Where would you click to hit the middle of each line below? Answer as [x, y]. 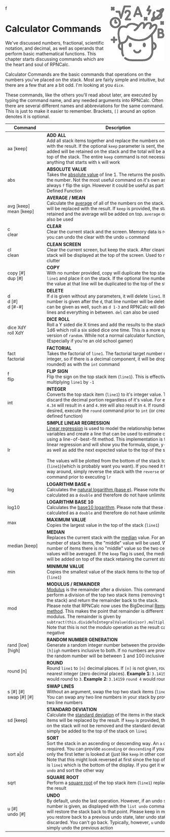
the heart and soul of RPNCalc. [37, 64]
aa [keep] [17, 149]
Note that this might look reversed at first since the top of [106, 760]
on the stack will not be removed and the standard [99, 725]
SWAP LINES [60, 686]
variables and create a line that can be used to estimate [104, 434]
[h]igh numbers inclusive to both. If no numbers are [101, 651]
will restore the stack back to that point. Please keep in [103, 811]
